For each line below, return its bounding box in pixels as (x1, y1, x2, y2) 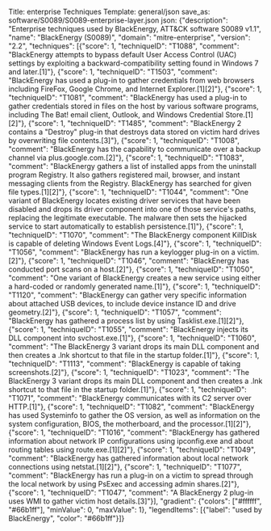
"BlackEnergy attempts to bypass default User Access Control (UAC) (8, 50, 237, 59)
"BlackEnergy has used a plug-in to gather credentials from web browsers (8, 76, 255, 85)
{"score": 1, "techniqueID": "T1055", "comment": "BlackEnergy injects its (8, 325, 248, 334)
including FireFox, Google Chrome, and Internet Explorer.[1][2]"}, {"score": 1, (8, 84, 262, 94)
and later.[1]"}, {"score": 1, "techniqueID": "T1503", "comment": (8, 67, 218, 76)
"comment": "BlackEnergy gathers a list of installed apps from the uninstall (8, 162, 256, 171)
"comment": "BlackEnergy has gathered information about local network (8, 453, 249, 463)
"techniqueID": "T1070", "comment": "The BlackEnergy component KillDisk (8, 230, 257, 239)
